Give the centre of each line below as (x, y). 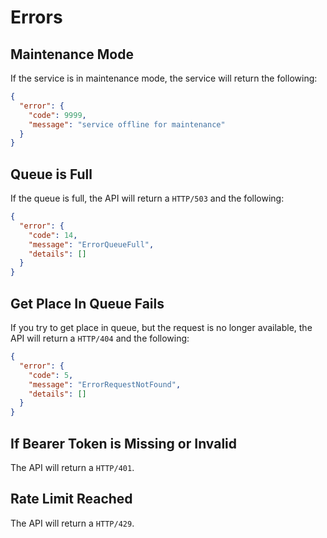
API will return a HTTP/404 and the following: (100, 338)
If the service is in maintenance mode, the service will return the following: (164, 78)
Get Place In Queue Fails (87, 303)
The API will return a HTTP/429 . (72, 523)
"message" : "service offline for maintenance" (127, 124)
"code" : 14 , (53, 235)
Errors (36, 17)
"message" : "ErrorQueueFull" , (91, 244)
